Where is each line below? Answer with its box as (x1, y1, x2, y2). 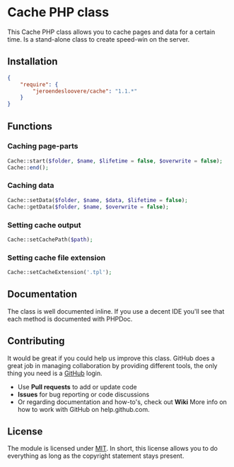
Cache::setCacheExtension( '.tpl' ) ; (7, 269, 112, 276)
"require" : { (20, 81, 59, 88)
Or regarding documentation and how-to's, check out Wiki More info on (17, 397, 228, 406)
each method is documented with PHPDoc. (7, 314, 133, 323)
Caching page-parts (7, 141, 78, 151)
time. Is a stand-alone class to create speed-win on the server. (7, 35, 190, 43)
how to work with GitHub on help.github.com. (17, 405, 150, 413)
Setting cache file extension (7, 252, 106, 262)
